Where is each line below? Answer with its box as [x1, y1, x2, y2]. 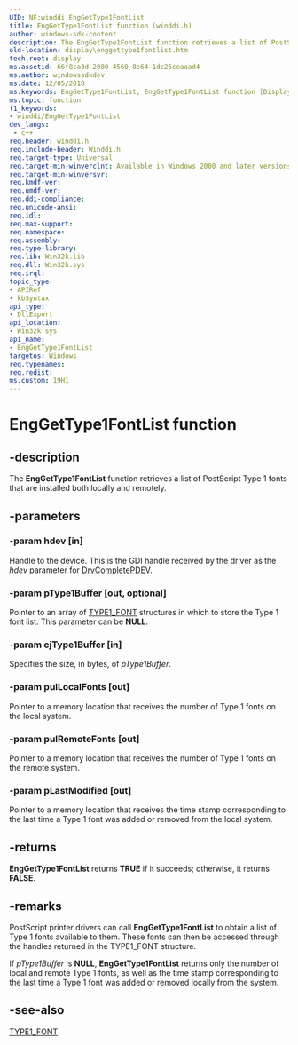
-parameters [9, 508, 81, 524]
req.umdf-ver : [9, 186, 62, 195]
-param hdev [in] [9, 534, 83, 547]
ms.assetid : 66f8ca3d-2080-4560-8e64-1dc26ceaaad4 [9, 63, 200, 72]
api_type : [9, 302, 46, 311]
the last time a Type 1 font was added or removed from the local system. [9, 814, 273, 825]
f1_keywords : [9, 104, 58, 113]
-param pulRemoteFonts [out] [9, 732, 140, 745]
